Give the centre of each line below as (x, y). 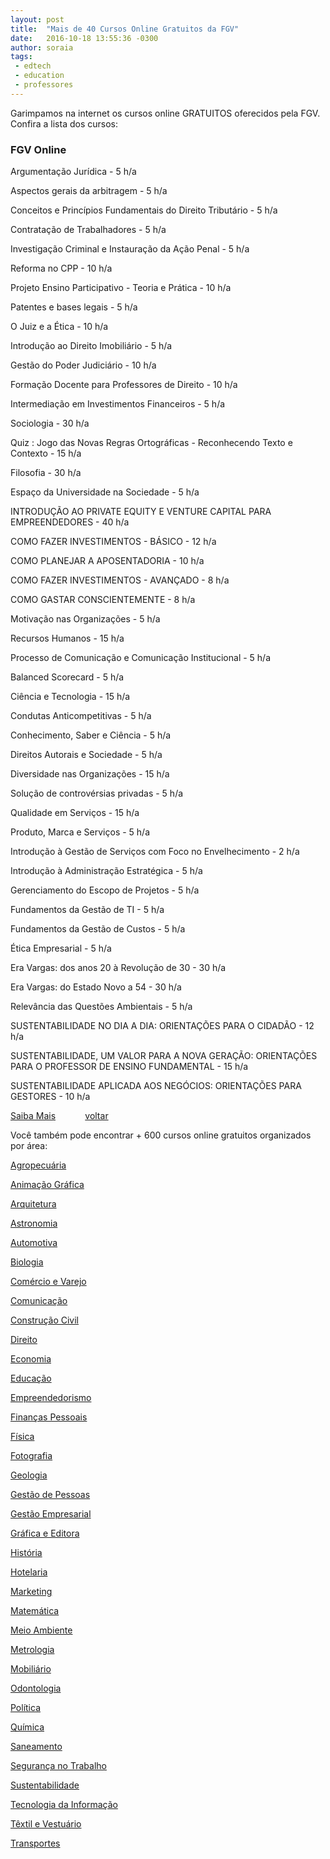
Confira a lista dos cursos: (64, 123)
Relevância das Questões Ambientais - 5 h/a (101, 1007)
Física (22, 1437)
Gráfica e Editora (45, 1533)
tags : (21, 57)
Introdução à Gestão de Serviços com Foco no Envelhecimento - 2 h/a (155, 852)
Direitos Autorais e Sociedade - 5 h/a (86, 755)
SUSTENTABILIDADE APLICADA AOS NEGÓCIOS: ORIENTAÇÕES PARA (156, 1086)
